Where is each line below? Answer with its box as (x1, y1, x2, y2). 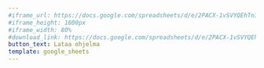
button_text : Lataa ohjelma (8, 41, 101, 48)
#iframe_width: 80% (8, 26, 72, 34)
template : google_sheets (8, 48, 90, 55)
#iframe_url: (8, 11, 51, 20)
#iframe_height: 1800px (8, 19, 86, 27)
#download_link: (8, 33, 61, 41)
